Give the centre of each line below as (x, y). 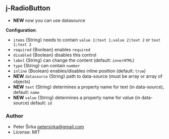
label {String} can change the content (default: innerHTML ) (74, 60)
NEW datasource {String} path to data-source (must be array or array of (88, 76)
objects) (22, 81)
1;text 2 (22, 45)
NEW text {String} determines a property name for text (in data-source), (89, 87)
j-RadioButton (28, 8)
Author (15, 116)
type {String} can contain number (46, 65)
